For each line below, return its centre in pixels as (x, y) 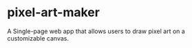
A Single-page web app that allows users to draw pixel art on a (96, 31)
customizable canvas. (38, 38)
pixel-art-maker (53, 13)
